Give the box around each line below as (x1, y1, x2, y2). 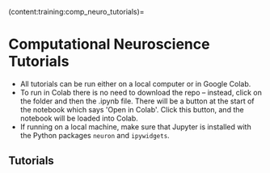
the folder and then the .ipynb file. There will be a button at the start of (19, 96, 255, 106)
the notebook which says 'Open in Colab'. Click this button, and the (19, 104, 244, 114)
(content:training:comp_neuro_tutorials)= (8, 7, 145, 16)
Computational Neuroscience (8, 36, 210, 53)
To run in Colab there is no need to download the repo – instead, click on (19, 87, 263, 97)
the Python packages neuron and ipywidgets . (19, 130, 170, 140)
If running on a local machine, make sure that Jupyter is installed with (19, 121, 252, 132)
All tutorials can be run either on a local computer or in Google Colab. (19, 78, 251, 88)
